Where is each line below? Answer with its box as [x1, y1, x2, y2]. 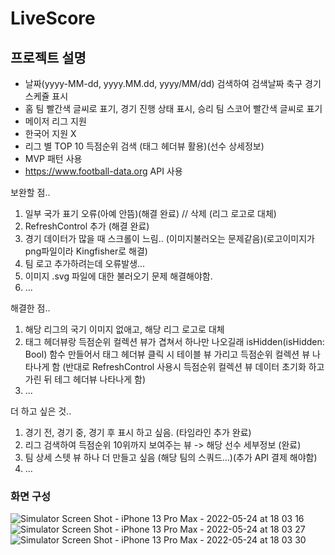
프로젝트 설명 [10, 49, 87, 66]
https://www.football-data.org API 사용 [24, 165, 183, 177]
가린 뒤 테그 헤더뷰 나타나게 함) [24, 373, 147, 385]
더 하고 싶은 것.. [10, 405, 72, 417]
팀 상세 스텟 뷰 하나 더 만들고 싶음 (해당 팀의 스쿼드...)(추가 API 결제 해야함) [24, 452, 318, 463]
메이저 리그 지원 [24, 115, 87, 127]
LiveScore [10, 7, 96, 30]
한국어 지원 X [24, 128, 77, 139]
